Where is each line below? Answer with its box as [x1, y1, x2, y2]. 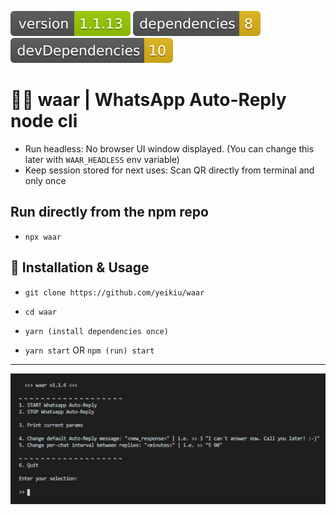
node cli [10, 110, 78, 133]
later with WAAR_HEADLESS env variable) [24, 153, 180, 165]
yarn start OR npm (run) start [24, 344, 155, 356]
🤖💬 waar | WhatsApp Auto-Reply [10, 89, 287, 111]
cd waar [24, 307, 57, 317]
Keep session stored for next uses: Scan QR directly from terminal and [24, 164, 315, 176]
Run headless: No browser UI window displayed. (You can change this [24, 142, 315, 155]
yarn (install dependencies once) [24, 326, 169, 336]
